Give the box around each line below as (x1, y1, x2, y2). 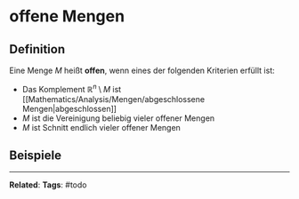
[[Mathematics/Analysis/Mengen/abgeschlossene (21, 93, 206, 104)
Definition (9, 42, 65, 57)
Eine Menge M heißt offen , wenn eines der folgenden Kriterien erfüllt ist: (9, 65, 276, 76)
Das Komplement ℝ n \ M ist (21, 83, 122, 94)
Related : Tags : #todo (9, 179, 87, 190)
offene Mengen (9, 6, 125, 27)
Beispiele (9, 148, 62, 163)
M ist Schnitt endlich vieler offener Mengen (21, 122, 181, 132)
